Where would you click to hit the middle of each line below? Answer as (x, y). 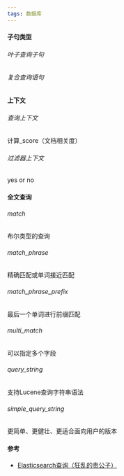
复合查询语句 (25, 77)
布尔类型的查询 (29, 236)
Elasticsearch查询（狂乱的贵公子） (67, 465)
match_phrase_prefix (38, 292)
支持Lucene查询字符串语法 (45, 392)
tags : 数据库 (24, 14)
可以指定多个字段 (32, 353)
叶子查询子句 (25, 54)
